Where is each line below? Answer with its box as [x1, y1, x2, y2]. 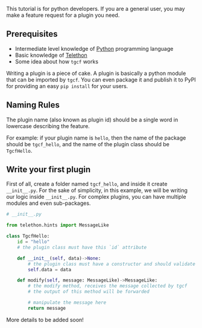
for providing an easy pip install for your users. [6, 82, 128, 89]
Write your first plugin [6, 164, 91, 175]
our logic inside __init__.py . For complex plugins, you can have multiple [6, 193, 186, 201]
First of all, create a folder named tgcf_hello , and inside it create [6, 181, 168, 188]
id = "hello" [17, 239, 50, 245]
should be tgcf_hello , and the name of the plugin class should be [6, 140, 170, 147]
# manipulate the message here [28, 300, 107, 306]
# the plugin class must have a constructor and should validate [28, 261, 196, 267]
